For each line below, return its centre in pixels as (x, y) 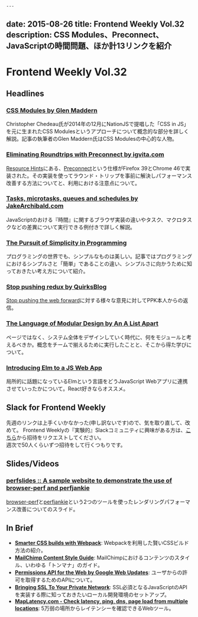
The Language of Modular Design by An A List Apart (82, 324)
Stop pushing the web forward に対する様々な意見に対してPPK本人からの (95, 301)
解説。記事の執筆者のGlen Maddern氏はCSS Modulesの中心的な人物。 (92, 139)
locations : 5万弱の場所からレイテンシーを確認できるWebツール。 (94, 608)
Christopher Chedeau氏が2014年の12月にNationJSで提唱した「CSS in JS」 (98, 124)
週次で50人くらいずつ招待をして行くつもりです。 (66, 445)
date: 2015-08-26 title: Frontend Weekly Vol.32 (95, 24)
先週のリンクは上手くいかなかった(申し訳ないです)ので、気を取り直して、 (96, 422)
